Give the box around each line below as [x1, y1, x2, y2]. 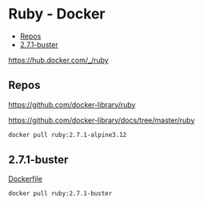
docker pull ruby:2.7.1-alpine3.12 [8, 131, 127, 139]
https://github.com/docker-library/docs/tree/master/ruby [8, 115, 195, 125]
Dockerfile [8, 174, 42, 184]
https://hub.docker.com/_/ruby [8, 55, 109, 65]
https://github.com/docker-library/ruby [8, 99, 136, 109]
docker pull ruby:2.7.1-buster [8, 190, 113, 198]
